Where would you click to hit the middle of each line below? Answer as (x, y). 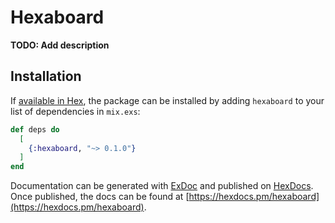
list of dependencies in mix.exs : (75, 111)
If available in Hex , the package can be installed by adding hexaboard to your (167, 100)
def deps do (35, 129)
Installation (46, 76)
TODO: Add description (60, 45)
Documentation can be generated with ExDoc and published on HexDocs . (162, 186)
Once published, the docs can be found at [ (100, 197)
